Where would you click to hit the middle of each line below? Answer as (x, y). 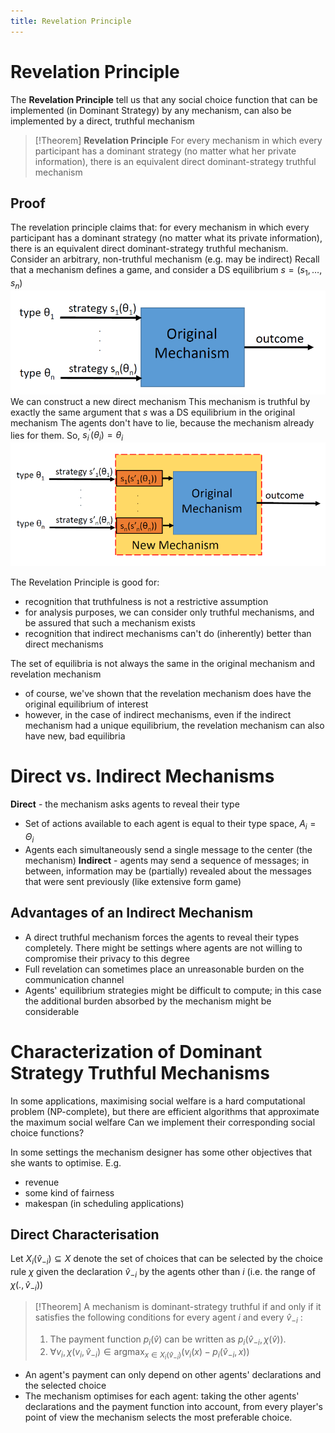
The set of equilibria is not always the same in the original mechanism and (163, 664)
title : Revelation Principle (71, 21)
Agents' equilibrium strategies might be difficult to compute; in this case (173, 990)
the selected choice (65, 1386)
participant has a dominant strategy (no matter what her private (165, 151)
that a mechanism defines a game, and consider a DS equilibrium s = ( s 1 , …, (166, 271)
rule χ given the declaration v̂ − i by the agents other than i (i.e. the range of (163, 1273)
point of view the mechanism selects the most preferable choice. (158, 1417)
